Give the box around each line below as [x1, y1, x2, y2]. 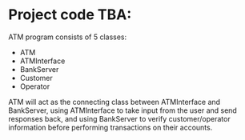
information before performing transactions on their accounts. [8, 122, 213, 132]
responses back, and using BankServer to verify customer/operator [8, 114, 231, 123]
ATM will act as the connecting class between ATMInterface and [8, 97, 221, 106]
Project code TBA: [8, 6, 132, 24]
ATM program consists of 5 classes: [8, 32, 127, 42]
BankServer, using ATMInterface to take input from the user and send [8, 106, 238, 115]
